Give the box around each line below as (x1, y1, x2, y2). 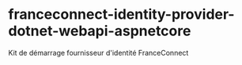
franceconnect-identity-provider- (8, 5, 235, 23)
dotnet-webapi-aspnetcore (8, 22, 191, 40)
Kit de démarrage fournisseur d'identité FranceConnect (8, 48, 189, 57)
